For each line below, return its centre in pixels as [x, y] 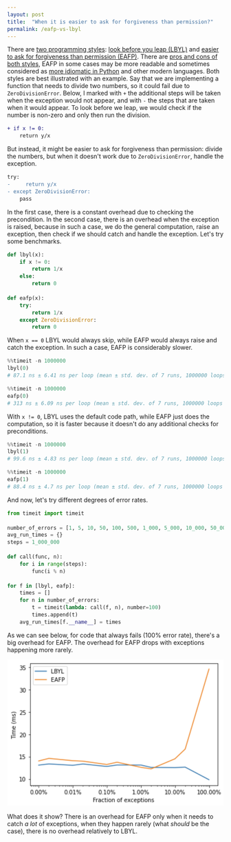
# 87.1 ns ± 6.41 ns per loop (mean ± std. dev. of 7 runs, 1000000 [107, 375]
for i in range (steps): [54, 564]
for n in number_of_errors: [59, 600]
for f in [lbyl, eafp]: [41, 586]
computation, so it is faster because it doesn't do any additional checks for [113, 423]
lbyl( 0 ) [18, 368]
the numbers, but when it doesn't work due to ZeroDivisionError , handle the [115, 156]
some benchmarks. [34, 241]
